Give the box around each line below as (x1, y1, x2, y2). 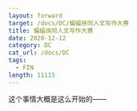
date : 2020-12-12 (8, 34, 66, 42)
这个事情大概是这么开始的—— (8, 93, 107, 104)
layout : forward (8, 11, 62, 20)
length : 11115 (8, 71, 56, 79)
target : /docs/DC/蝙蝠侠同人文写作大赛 (8, 19, 130, 27)
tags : (8, 57, 26, 65)
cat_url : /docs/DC (8, 49, 70, 57)
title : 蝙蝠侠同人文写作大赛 (8, 26, 94, 34)
